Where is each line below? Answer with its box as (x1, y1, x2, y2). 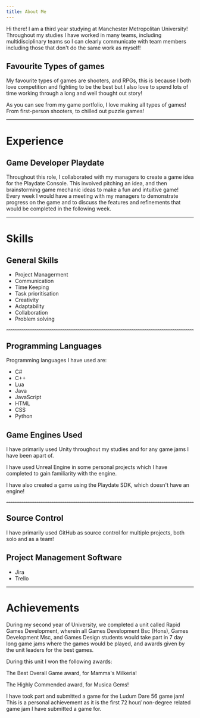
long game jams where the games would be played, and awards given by (6, 640, 185, 647)
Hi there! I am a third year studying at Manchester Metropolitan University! (6, 25, 188, 32)
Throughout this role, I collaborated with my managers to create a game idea (6, 173, 194, 181)
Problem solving (14, 315, 55, 322)
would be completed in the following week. (6, 205, 111, 212)
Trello (14, 574, 29, 582)
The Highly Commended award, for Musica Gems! (6, 680, 129, 688)
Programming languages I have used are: (6, 357, 107, 364)
